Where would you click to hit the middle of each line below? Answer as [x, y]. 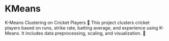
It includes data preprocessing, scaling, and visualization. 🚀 [84, 33]
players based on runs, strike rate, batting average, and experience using [81, 27]
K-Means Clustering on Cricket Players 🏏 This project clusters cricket [77, 22]
